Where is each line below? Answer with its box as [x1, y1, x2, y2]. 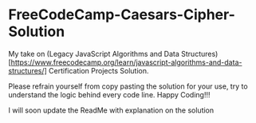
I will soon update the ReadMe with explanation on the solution [8, 105, 215, 115]
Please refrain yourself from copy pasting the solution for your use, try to [8, 81, 249, 91]
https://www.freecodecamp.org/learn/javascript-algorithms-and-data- [10, 58, 242, 67]
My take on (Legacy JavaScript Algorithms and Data [8, 49, 179, 58]
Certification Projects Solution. [49, 65, 149, 75]
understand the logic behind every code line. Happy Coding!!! [8, 89, 211, 99]
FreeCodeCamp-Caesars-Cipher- [8, 6, 235, 24]
